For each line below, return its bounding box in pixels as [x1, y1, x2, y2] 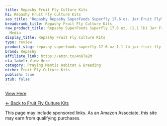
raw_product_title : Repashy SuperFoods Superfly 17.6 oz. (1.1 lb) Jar [5, 26, 157, 31]
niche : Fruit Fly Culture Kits [5, 68, 70, 73]
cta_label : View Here [5, 58, 50, 63]
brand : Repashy [5, 49, 37, 54]
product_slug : [5, 44, 35, 49]
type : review [5, 40, 32, 45]
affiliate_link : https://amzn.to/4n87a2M [5, 53, 92, 59]
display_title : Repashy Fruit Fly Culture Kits [5, 35, 106, 40]
